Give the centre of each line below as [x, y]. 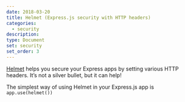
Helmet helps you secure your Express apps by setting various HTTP [93, 69]
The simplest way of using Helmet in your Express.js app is [80, 87]
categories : [21, 23]
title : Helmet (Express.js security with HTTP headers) [79, 18]
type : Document [26, 40]
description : [23, 35]
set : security [24, 46]
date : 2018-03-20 [28, 12]
